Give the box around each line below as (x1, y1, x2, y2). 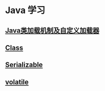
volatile (5, 77, 29, 86)
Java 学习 (5, 5, 45, 16)
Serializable (5, 61, 43, 69)
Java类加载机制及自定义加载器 (5, 26, 99, 35)
